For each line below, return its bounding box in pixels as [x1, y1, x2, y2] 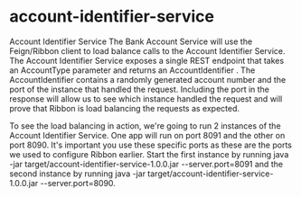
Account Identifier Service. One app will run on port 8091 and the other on [9, 130, 286, 140]
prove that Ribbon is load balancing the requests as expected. [9, 103, 240, 113]
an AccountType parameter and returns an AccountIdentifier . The [9, 65, 256, 76]
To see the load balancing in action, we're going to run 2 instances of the [9, 120, 282, 131]
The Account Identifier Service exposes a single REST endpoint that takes [9, 55, 285, 66]
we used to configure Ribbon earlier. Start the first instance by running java [9, 148, 289, 159]
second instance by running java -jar [9, 168, 146, 179]
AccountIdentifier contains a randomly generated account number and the [9, 74, 287, 85]
